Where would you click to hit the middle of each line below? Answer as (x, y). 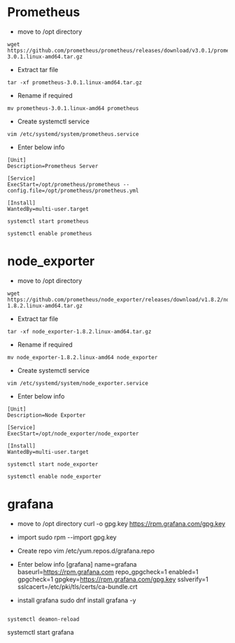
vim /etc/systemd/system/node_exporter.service (78, 383)
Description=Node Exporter (47, 415)
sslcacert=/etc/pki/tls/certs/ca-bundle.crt (77, 586)
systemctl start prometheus (48, 221)
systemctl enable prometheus (50, 233)
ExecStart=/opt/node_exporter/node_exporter (73, 434)
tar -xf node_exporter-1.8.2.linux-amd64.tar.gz (79, 331)
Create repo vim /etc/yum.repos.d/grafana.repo (86, 551)
